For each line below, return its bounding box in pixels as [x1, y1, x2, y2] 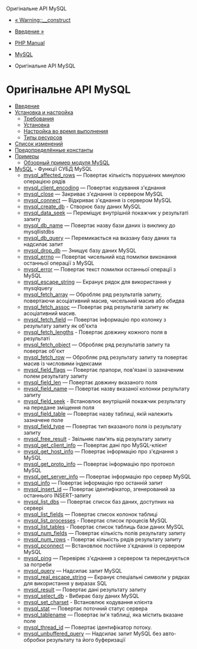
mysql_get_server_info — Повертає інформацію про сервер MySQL [23, 473, 192, 480]
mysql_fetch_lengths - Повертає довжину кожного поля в [23, 328, 168, 336]
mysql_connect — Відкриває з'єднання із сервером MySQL [23, 196, 172, 203]
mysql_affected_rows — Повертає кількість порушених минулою [23, 171, 186, 179]
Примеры [14, 152, 40, 160]
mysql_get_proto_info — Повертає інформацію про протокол [23, 460, 175, 468]
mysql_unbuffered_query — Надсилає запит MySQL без [23, 629, 162, 637]
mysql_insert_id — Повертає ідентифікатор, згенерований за [23, 485, 175, 492]
